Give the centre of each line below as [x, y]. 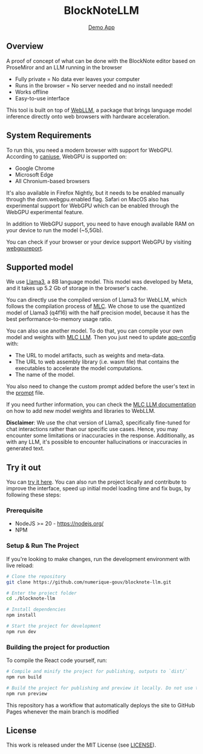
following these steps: [34, 495]
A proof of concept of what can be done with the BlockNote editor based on [101, 60]
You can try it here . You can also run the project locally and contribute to [97, 482]
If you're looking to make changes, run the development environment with [98, 559]
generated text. [25, 449]
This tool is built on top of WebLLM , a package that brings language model [99, 110]
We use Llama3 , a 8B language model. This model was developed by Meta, [100, 282]
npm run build [24, 677]
